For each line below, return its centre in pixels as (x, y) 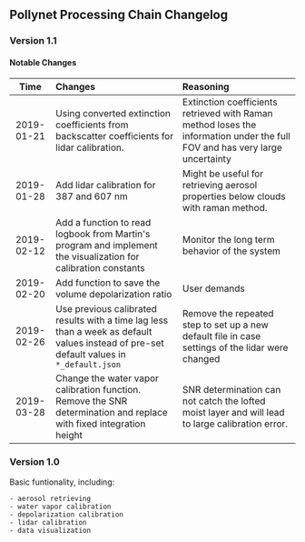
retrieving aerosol (220, 185)
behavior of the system (231, 251)
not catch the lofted (224, 401)
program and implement (107, 245)
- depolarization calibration (67, 514)
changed (201, 358)
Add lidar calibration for (106, 185)
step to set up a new (226, 325)
